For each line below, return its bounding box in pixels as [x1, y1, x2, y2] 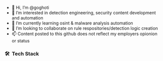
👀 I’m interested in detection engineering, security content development [11, 10, 156, 16]
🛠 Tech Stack [4, 50, 40, 57]
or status [11, 38, 30, 43]
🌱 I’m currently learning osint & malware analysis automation [11, 20, 133, 26]
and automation [11, 15, 43, 20]
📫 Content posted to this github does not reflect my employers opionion [11, 31, 158, 37]
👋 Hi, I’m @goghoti [11, 5, 49, 10]
